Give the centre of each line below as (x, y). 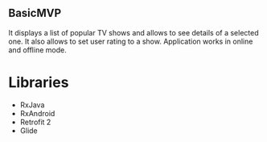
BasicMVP (35, 13)
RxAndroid (37, 113)
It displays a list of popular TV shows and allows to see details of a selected (133, 32)
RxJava (32, 105)
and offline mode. (37, 50)
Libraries (39, 82)
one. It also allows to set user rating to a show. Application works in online (131, 41)
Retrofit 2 (35, 122)
